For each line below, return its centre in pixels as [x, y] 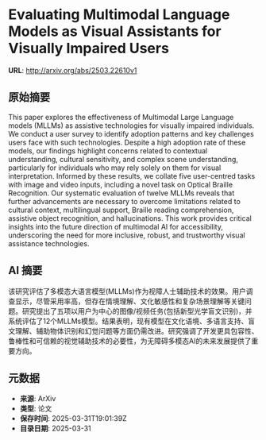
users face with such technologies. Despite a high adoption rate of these [127, 142]
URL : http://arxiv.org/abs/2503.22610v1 [73, 70]
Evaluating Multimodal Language [119, 15]
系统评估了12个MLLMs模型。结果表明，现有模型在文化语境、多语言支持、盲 [132, 321]
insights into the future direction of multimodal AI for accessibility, [116, 226]
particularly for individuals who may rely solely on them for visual [115, 168]
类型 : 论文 [36, 409]
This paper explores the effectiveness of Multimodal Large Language [121, 117]
